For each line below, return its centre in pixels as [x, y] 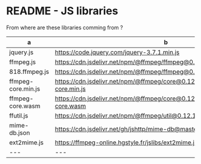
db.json [20, 132]
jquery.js [22, 52]
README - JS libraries [62, 11]
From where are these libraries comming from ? [65, 27]
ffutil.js [19, 116]
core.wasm [25, 106]
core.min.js [25, 89]
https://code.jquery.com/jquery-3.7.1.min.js [117, 52]
